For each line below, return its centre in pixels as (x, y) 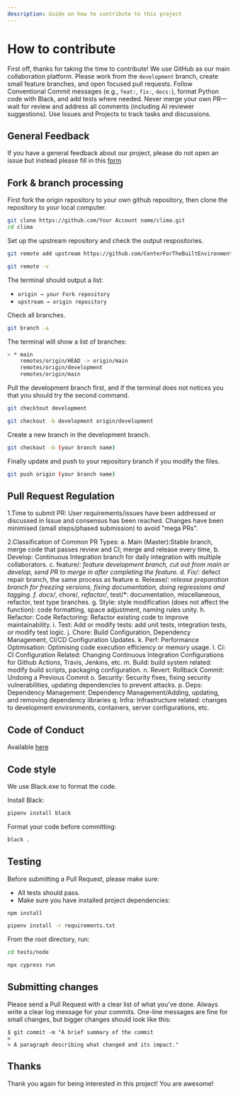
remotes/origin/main (50, 374)
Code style (32, 769)
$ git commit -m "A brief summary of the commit (80, 1032)
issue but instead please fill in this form (64, 161)
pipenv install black (39, 813)
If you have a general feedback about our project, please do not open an (113, 153)
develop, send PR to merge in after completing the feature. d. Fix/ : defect (114, 572)
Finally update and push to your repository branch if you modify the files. (114, 461)
